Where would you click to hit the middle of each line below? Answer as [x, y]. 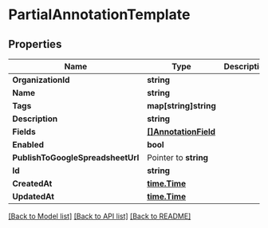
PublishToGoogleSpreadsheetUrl [76, 157]
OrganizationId [41, 80]
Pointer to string [178, 157]
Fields [24, 132]
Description [35, 119]
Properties [35, 44]
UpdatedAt [33, 197]
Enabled [28, 145]
